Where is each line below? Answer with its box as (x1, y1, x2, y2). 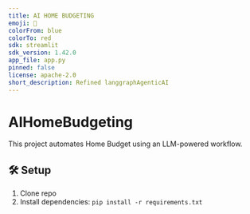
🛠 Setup (8, 163, 52, 176)
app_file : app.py (8, 57, 66, 65)
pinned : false (8, 64, 56, 72)
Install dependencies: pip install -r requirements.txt (19, 197, 203, 207)
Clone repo (19, 188, 57, 198)
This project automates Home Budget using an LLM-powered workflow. (8, 139, 243, 149)
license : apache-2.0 (8, 71, 77, 79)
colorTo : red (8, 34, 52, 42)
